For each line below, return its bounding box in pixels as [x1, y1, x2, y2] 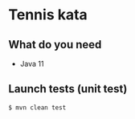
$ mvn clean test [8, 103, 67, 112]
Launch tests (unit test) [8, 82, 128, 96]
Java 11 [19, 59, 44, 68]
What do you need [8, 38, 102, 51]
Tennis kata [8, 6, 88, 24]
